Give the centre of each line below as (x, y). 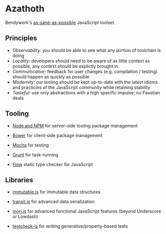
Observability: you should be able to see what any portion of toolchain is (86, 50)
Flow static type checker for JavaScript (52, 164)
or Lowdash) (25, 217)
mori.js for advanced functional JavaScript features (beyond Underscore (87, 211)
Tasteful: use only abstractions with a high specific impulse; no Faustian (86, 92)
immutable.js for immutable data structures (56, 192)
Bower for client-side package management (57, 135)
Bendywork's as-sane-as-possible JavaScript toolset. (60, 22)
